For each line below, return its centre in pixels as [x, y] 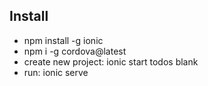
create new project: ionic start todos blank [111, 61]
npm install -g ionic [63, 40]
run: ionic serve [56, 72]
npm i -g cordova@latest [75, 51]
